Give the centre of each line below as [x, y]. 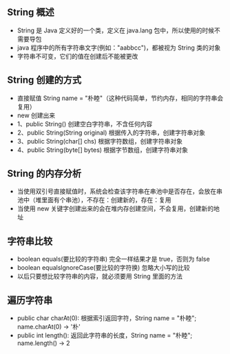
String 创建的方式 [44, 80]
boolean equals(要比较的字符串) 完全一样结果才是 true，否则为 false [113, 259]
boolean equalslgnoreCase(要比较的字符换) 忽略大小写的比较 [104, 268]
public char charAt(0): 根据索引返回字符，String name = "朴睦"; [107, 318]
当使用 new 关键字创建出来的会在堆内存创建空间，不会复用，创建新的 [115, 208]
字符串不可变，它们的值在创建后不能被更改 [77, 56]
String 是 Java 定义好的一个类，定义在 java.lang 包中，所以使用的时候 [116, 30]
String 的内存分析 [44, 174]
